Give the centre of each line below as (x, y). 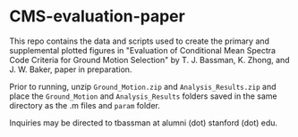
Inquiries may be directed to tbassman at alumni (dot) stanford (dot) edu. (144, 123)
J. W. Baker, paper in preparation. (71, 69)
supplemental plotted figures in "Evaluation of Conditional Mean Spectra (142, 50)
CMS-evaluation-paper (97, 16)
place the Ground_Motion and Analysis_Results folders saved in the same (143, 96)
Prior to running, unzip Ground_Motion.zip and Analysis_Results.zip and (143, 86)
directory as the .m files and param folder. (85, 105)
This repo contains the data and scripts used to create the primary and (140, 41)
